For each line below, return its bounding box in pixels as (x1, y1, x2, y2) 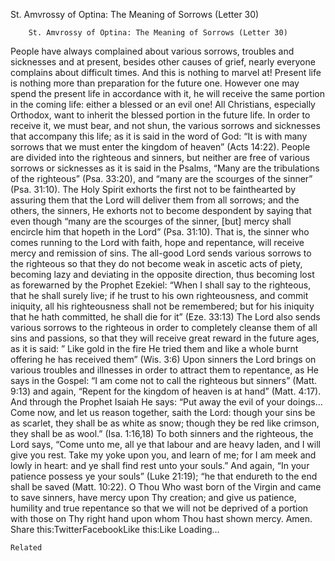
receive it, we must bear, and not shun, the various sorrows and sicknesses (10, 120, 321, 131)
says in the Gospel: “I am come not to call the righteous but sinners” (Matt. (10, 375, 318, 386)
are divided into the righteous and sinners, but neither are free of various (10, 152, 310, 163)
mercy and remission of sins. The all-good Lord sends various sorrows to (10, 247, 312, 259)
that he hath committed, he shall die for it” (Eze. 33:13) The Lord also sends (10, 311, 321, 323)
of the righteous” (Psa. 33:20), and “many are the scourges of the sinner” (10, 173, 313, 184)
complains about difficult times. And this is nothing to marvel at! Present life (10, 67, 322, 78)
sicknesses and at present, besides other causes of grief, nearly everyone (10, 56, 316, 68)
